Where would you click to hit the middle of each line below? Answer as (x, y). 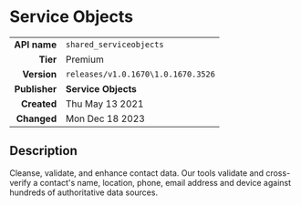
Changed (36, 118)
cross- (278, 173)
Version (40, 74)
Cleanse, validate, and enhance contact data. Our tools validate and (137, 173)
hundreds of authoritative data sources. (83, 192)
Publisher (36, 88)
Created (39, 104)
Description (43, 151)
